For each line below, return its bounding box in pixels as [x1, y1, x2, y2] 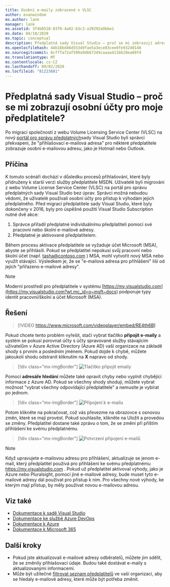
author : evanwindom [5, 12, 47, 17]
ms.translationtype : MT [5, 54, 56, 60]
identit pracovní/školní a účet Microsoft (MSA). [5, 294, 103, 300]
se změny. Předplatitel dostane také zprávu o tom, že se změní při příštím [5, 420, 158, 426]
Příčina [5, 160, 28, 169]
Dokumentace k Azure [12, 521, 60, 527]
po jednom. [5, 389, 29, 395]
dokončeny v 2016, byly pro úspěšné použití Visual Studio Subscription [5, 206, 153, 212]
